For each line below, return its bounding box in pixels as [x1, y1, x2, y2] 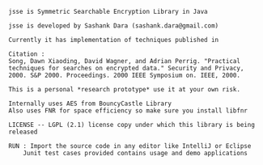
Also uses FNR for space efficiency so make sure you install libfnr [8, 107, 248, 115]
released [8, 128, 38, 136]
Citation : [8, 50, 45, 58]
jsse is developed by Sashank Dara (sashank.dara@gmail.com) [8, 22, 219, 30]
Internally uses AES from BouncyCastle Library [8, 99, 172, 108]
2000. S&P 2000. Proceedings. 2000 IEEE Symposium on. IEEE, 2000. [8, 71, 241, 79]
